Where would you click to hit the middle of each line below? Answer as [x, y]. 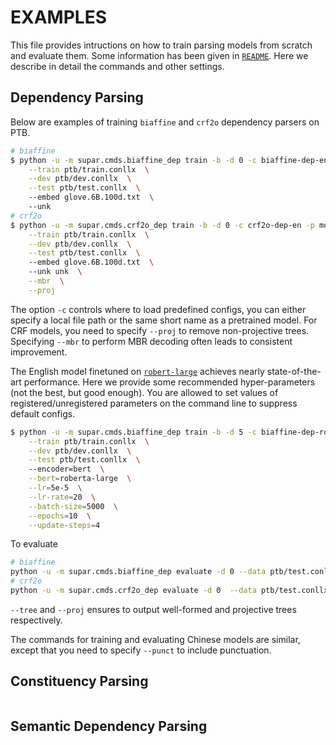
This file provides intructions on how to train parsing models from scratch [161, 45]
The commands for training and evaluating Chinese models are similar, [155, 639]
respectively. [36, 620]
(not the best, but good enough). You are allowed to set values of [144, 392]
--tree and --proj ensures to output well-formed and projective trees [153, 609]
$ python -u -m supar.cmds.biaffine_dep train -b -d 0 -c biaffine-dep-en [169, 160]
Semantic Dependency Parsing [109, 726]
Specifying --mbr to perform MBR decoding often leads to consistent [151, 341]
